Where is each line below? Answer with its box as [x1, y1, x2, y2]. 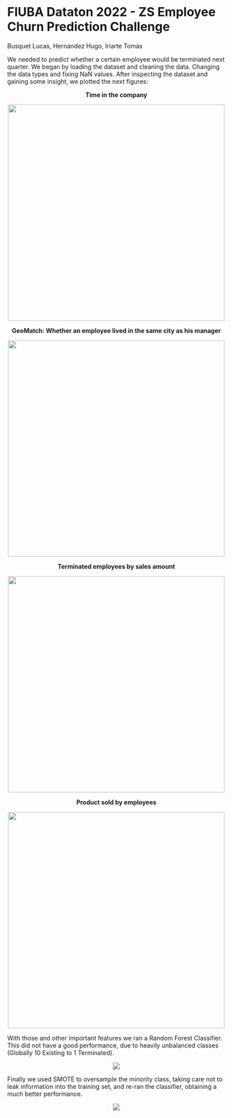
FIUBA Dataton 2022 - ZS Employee [7, 4, 216, 20]
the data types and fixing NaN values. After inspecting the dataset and [7, 70, 208, 78]
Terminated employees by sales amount [57, 562, 175, 570]
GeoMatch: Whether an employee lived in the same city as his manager [11, 326, 222, 334]
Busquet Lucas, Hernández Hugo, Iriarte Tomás [7, 42, 143, 50]
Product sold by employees [75, 797, 157, 806]
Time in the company [85, 91, 148, 99]
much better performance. [7, 1090, 83, 1098]
